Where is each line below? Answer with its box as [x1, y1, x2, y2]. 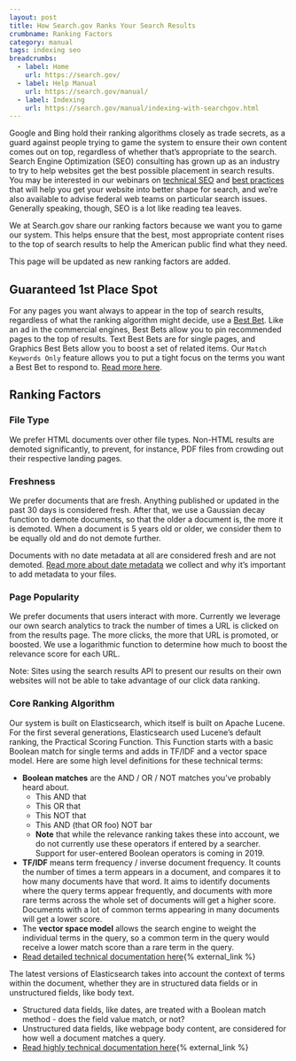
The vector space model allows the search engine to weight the [21, 923, 257, 933]
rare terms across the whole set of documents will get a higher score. [21, 894, 277, 905]
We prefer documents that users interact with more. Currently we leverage [9, 611, 281, 622]
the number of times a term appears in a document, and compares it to [21, 866, 281, 877]
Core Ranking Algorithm [9, 697, 115, 709]
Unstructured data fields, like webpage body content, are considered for [21, 1023, 286, 1034]
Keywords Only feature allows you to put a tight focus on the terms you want [9, 352, 285, 363]
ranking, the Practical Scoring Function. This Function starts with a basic [9, 736, 274, 747]
